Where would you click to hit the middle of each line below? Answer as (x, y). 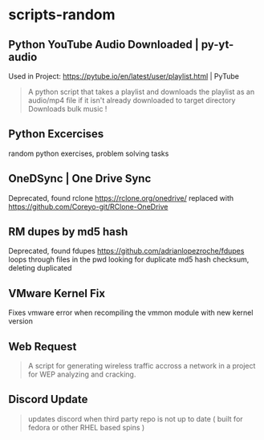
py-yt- (217, 45)
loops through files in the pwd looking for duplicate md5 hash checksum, (129, 259)
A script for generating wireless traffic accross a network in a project (142, 366)
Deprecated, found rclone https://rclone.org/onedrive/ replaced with (121, 198)
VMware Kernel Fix (57, 293)
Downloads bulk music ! (67, 109)
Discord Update (48, 399)
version (21, 321)
